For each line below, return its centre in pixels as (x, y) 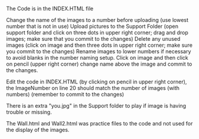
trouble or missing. (29, 112)
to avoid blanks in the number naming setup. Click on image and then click (97, 58)
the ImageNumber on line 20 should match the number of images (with (93, 88)
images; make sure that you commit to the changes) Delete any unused (93, 39)
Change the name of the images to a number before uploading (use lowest (97, 20)
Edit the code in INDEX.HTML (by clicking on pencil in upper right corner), (97, 82)
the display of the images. (38, 130)
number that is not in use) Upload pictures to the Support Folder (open (92, 26)
